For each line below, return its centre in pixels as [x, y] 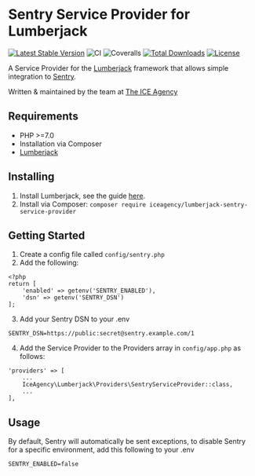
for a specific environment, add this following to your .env [101, 450]
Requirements [43, 117]
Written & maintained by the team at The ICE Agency [93, 91]
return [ [22, 284]
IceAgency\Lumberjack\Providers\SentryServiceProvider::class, [128, 385]
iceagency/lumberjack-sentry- [199, 205]
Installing [31, 177]
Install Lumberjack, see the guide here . [82, 196]
